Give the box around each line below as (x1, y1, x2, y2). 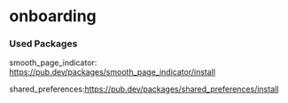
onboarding (9, 6, 97, 26)
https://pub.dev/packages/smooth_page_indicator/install (9, 67, 215, 77)
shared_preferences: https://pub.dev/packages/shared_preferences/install (9, 84, 279, 94)
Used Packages (9, 38, 78, 50)
